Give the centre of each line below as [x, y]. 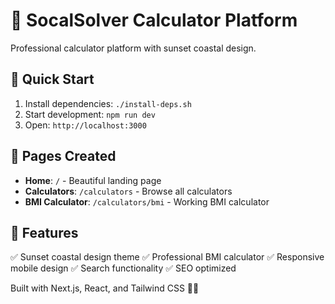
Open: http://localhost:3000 [85, 125]
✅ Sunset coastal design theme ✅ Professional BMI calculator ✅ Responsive [167, 257]
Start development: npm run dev [90, 114]
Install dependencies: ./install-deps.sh [108, 103]
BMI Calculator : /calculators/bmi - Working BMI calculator [147, 201]
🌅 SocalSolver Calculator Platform [154, 20]
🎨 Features [44, 232]
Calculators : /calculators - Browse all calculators [128, 191]
